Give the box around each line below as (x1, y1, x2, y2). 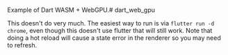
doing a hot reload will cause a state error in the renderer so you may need (7, 34, 221, 42)
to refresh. (7, 41, 38, 49)
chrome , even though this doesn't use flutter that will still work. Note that (7, 27, 213, 34)
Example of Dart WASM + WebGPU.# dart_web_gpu (7, 6, 155, 14)
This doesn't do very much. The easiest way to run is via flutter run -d (7, 19, 215, 27)
